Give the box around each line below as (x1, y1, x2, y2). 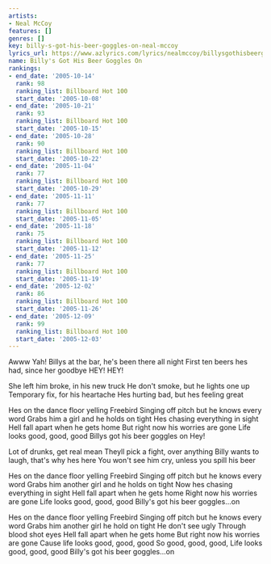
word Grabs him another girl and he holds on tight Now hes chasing (8, 480, 233, 490)
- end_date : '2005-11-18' (8, 222, 95, 230)
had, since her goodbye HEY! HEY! (8, 365, 124, 376)
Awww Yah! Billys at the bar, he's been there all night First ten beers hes (8, 357, 248, 367)
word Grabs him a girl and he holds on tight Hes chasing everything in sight (8, 414, 259, 424)
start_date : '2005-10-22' (15, 154, 103, 162)
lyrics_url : (8, 49, 48, 57)
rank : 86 (15, 290, 45, 298)
